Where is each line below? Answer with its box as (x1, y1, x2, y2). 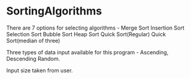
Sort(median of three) (6, 37, 61, 44)
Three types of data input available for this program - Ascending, (6, 48, 169, 55)
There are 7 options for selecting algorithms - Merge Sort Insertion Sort (6, 24, 185, 31)
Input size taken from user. (6, 66, 73, 74)
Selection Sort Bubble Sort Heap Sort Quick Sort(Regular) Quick (6, 30, 166, 37)
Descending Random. (6, 55, 61, 62)
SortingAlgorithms (6, 4, 102, 18)
